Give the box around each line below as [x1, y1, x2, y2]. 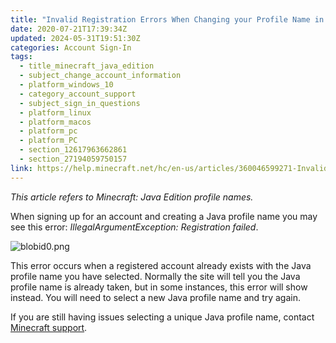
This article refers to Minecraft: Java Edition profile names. [10, 191, 254, 203]
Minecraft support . [10, 321, 88, 333]
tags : [10, 52, 33, 62]
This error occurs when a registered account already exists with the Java [10, 259, 312, 271]
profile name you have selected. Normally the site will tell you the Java [10, 270, 301, 282]
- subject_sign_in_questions [19, 98, 141, 108]
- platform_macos [19, 117, 92, 127]
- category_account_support [19, 89, 137, 99]
